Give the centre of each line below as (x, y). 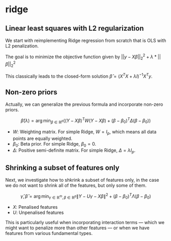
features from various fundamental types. (49, 233)
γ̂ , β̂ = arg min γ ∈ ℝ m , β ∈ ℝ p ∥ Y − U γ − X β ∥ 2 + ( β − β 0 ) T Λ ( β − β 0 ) (86, 196)
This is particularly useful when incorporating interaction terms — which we (85, 223)
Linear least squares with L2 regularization (75, 28)
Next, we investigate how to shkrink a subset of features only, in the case (82, 180)
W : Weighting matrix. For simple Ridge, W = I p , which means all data (84, 132)
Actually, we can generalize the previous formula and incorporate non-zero (84, 104)
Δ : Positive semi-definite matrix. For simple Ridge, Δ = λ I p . (74, 151)
